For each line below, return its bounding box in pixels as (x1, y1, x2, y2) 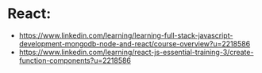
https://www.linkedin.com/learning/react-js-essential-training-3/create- (18, 47, 254, 57)
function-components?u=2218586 (18, 56, 132, 65)
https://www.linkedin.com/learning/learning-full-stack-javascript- (18, 31, 233, 40)
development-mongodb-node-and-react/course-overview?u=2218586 (18, 38, 251, 48)
